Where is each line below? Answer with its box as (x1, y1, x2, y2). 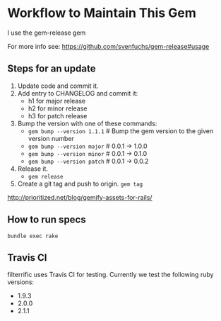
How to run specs (7, 214, 86, 226)
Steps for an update (7, 62, 97, 75)
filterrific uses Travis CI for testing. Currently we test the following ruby (7, 271, 214, 279)
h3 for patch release (28, 111, 88, 120)
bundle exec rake (7, 232, 59, 240)
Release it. (17, 164, 48, 173)
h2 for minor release (28, 104, 88, 113)
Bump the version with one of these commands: (17, 119, 157, 128)
